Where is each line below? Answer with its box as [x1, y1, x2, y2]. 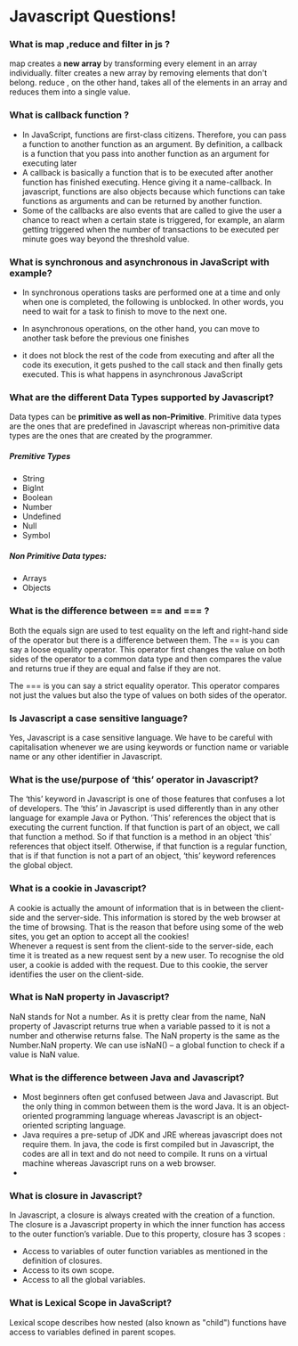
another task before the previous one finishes [21, 332, 189, 344]
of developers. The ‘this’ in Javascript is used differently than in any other [9, 803, 279, 814]
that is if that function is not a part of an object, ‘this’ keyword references [9, 850, 277, 861]
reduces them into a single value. [9, 86, 131, 97]
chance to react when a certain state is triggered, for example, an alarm [21, 214, 286, 225]
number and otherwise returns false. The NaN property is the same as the [9, 1030, 280, 1040]
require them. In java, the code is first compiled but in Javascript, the [21, 1139, 275, 1150]
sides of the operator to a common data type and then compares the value [9, 653, 283, 664]
